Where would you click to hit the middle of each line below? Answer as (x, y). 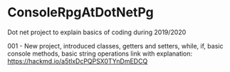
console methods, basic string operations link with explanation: (100, 53)
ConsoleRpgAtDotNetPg (81, 12)
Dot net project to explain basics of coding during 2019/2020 (97, 32)
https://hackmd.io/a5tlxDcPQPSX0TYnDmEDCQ (78, 61)
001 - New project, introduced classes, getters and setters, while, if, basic (115, 46)
